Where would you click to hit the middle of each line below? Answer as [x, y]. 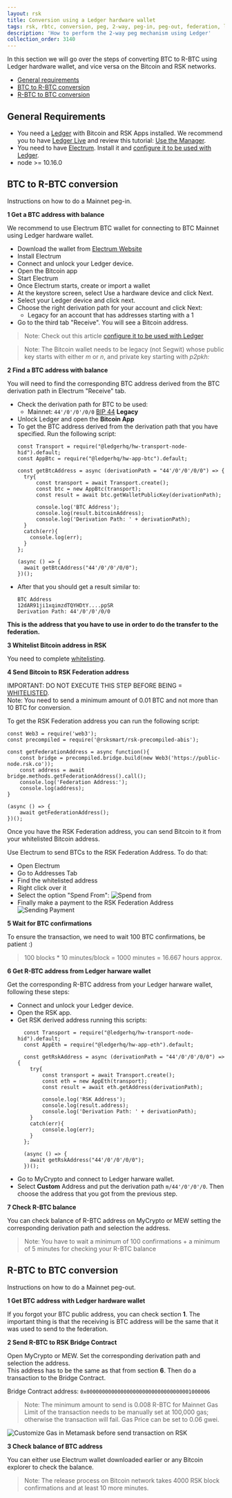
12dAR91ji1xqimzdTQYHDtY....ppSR [65, 605]
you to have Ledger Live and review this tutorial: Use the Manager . [112, 140]
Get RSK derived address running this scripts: [82, 1020]
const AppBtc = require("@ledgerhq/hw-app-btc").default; [102, 458]
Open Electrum [38, 865]
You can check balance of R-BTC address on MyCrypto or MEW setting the [114, 1220]
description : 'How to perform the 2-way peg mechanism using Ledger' [109, 33]
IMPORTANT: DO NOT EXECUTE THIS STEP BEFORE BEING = [95, 685]
